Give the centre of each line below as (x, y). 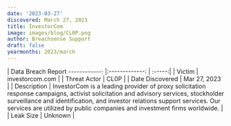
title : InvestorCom (35, 26)
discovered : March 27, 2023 (48, 20)
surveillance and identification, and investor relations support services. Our (114, 101)
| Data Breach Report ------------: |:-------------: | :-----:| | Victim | (103, 71)
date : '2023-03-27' (35, 13)
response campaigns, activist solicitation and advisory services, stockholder (116, 93)
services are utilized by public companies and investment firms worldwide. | (115, 108)
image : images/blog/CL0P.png (49, 33)
